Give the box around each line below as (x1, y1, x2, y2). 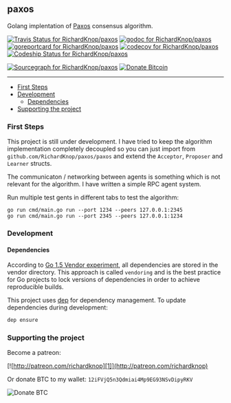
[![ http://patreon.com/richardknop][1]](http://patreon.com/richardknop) (7, 362, 208, 370)
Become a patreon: (7, 349, 61, 357)
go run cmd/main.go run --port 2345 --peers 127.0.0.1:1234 (7, 213, 184, 220)
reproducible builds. (7, 283, 64, 291)
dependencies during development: (7, 303, 108, 312)
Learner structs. (7, 160, 52, 168)
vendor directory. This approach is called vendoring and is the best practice (7, 268, 221, 276)
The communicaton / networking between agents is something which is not (7, 173, 221, 181)
